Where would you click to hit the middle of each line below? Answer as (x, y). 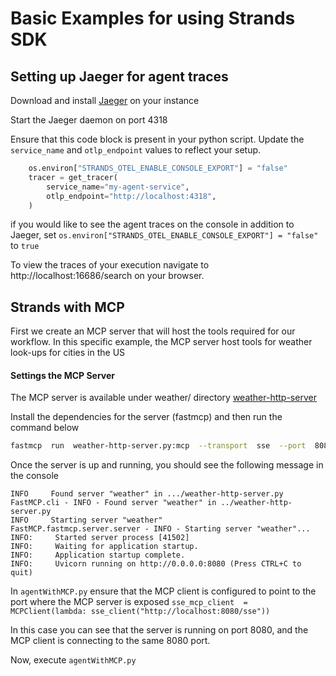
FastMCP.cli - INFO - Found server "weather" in (113, 503)
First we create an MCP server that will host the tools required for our (153, 331)
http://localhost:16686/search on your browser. (107, 276)
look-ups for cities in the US (68, 353)
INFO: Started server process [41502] (100, 538)
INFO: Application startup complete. (98, 555)
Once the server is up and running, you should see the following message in (167, 465)
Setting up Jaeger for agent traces (119, 76)
